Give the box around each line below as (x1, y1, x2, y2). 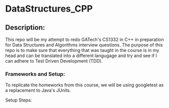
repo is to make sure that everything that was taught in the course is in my (5, 47, 159, 53)
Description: (5, 23, 45, 32)
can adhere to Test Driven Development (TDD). (5, 58, 103, 64)
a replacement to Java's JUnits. (5, 87, 71, 93)
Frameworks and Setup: (5, 70, 66, 77)
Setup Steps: (5, 97, 32, 103)
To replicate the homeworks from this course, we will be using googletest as (5, 82, 164, 88)
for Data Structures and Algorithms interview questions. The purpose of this (5, 42, 163, 48)
